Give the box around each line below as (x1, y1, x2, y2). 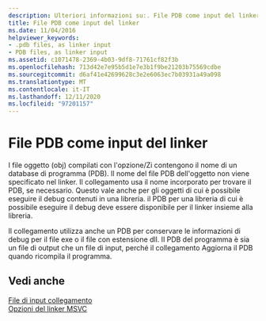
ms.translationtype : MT (8, 78, 87, 86)
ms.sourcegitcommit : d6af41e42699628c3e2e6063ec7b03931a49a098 (8, 71, 222, 78)
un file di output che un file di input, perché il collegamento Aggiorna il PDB (8, 243, 253, 253)
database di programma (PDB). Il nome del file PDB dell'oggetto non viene (8, 169, 250, 178)
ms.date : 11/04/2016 (8, 26, 77, 34)
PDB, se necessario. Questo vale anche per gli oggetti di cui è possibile (8, 185, 241, 195)
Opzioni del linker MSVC (8, 304, 88, 313)
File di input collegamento (8, 295, 93, 305)
